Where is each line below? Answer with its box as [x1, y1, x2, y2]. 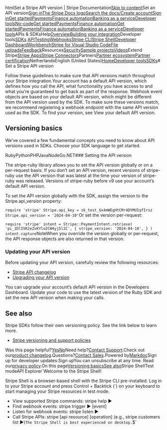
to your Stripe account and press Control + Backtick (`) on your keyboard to [5, 383, 161, 389]
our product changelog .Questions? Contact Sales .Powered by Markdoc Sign [5, 352, 157, 358]
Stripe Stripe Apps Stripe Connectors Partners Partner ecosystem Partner [5, 52, 151, 58]
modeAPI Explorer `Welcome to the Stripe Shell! [5, 368, 102, 374]
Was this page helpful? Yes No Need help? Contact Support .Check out [5, 347, 145, 353]
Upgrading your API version [12, 275, 70, 281]
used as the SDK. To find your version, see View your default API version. [5, 110, 156, 116]
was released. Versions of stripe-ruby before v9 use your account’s [15, 177, 155, 184]
